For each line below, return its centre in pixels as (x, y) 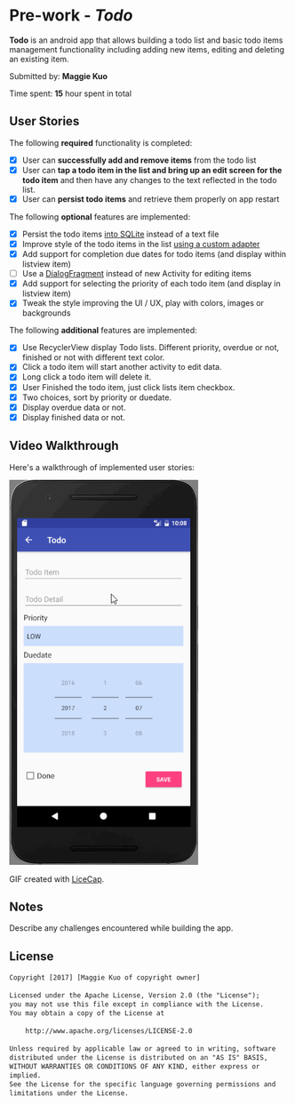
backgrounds (46, 313)
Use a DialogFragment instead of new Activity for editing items (136, 274)
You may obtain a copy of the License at (87, 1013)
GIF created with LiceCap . (57, 879)
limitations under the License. (69, 1093)
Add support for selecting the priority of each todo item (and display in (151, 284)
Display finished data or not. (74, 417)
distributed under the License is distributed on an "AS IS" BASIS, (139, 1058)
